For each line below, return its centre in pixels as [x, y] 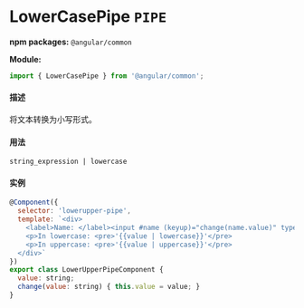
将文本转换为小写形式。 [53, 120]
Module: [25, 59]
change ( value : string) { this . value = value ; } [109, 287]
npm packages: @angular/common [71, 42]
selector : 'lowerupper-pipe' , [74, 211]
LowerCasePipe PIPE [88, 17]
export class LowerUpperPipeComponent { [87, 270]
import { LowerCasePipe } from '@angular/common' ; [107, 76]
